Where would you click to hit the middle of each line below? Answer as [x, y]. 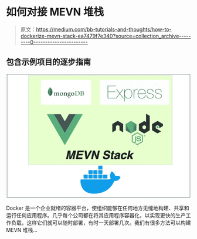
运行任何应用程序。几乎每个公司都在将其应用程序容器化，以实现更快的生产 [96, 216]
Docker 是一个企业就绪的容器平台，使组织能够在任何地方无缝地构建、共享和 [98, 208]
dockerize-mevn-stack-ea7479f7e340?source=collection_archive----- [106, 36]
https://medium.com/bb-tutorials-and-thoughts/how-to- [104, 29]
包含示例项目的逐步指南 [48, 62]
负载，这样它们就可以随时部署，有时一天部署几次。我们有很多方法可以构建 [101, 223]
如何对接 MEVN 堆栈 [55, 12]
